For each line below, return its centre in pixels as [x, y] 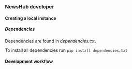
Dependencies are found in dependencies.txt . [51, 41]
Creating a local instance [31, 18]
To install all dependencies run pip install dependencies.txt [66, 50]
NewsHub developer [29, 7]
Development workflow [29, 61]
